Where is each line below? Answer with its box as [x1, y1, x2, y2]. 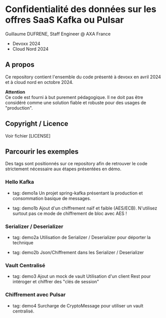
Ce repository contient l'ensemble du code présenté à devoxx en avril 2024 [5, 74, 161, 80]
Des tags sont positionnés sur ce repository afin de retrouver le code [5, 161, 148, 167]
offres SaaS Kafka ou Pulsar [5, 14, 124, 26]
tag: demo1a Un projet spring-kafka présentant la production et [12, 190, 143, 196]
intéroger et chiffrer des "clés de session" [12, 279, 99, 285]
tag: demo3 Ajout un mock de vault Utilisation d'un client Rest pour [12, 273, 151, 279]
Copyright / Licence [5, 120, 69, 128]
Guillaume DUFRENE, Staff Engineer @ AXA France [5, 31, 111, 37]
